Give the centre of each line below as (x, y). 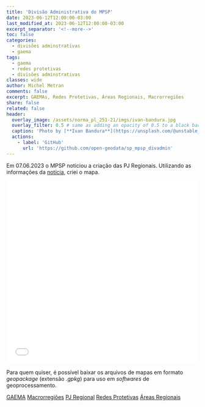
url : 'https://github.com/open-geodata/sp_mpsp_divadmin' (98, 148)
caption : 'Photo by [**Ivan (48, 131)
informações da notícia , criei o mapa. (53, 172)
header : (16, 114)
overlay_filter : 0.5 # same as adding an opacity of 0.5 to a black (101, 126)
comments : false (27, 92)
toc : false (20, 35)
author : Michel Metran (35, 86)
